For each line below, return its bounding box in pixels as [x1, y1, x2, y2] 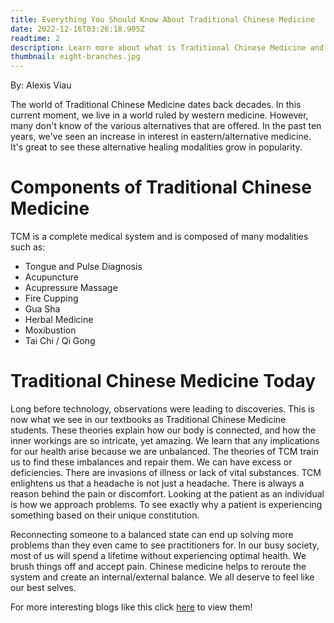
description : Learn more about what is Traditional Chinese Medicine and [10, 42, 325, 53]
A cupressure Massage [24, 282, 118, 294]
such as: [10, 241, 46, 253]
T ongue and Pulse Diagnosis [24, 261, 143, 273]
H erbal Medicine [24, 314, 94, 326]
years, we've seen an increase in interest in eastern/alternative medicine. [10, 131, 312, 143]
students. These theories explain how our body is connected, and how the [10, 424, 317, 436]
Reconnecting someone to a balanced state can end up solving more [10, 529, 294, 540]
